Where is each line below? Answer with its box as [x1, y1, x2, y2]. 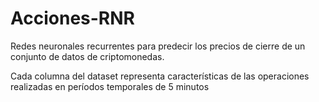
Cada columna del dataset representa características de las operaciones [10, 70, 310, 82]
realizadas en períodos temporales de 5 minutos [10, 80, 210, 92]
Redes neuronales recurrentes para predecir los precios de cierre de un [10, 40, 306, 52]
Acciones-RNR [10, 7, 135, 30]
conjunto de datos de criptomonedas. [10, 50, 165, 62]
